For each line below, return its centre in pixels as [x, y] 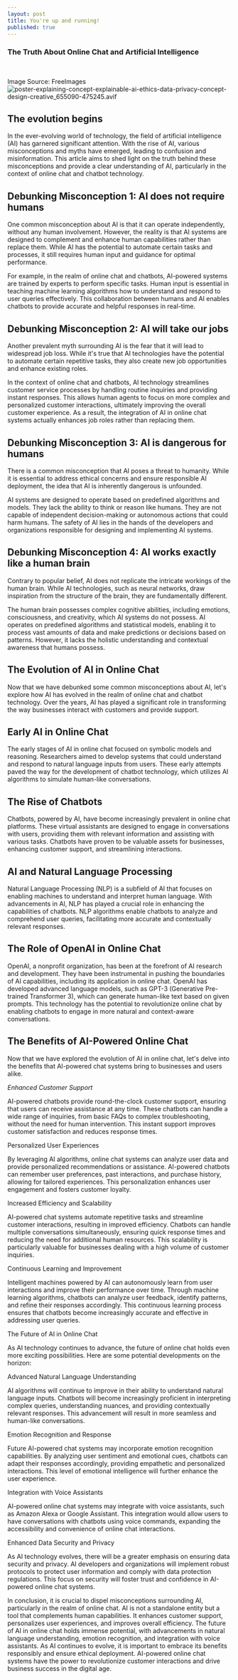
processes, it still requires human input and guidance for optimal [101, 255]
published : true [31, 27]
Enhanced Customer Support [50, 1087]
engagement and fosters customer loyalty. [69, 1189]
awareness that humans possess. [56, 647]
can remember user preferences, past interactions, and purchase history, [114, 1174]
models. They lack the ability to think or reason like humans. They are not [114, 507]
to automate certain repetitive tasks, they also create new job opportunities [117, 361]
